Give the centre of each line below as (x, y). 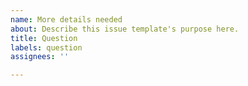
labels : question (46, 47)
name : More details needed (66, 19)
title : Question (44, 38)
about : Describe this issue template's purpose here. (125, 29)
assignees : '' (40, 57)
